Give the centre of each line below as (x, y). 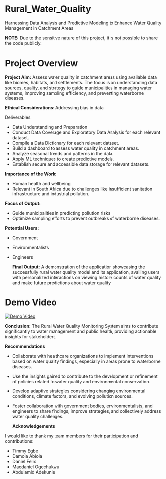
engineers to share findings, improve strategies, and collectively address (86, 411)
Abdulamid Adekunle (34, 472)
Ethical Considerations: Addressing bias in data (55, 107)
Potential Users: (22, 228)
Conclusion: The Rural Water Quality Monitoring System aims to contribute (82, 326)
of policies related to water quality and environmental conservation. (81, 381)
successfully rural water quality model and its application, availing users (86, 272)
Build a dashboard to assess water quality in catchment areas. (76, 148)
